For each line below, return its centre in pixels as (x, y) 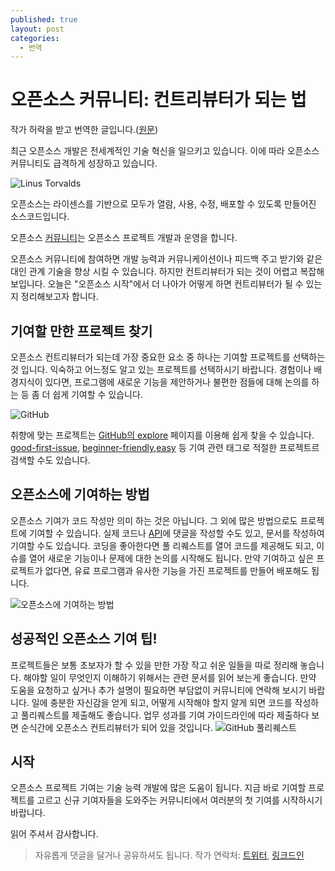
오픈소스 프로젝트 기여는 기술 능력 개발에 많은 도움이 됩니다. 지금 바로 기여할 (158, 788)
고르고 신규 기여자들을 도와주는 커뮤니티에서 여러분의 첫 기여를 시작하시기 (179, 800)
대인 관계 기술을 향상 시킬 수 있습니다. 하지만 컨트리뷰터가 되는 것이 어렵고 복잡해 (167, 272)
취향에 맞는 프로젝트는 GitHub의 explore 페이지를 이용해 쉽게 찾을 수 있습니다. (162, 435)
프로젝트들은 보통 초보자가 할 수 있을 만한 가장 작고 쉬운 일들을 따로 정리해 (154, 665)
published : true (44, 19)
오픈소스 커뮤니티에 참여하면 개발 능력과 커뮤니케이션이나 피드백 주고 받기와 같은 (166, 259)
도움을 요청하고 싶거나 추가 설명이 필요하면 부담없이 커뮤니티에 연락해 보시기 (158, 690)
